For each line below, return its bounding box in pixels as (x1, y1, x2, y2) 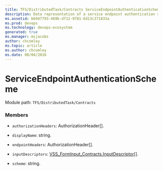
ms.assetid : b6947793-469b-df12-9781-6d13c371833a (5, 16, 110, 21)
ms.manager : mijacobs (5, 34, 49, 39)
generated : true (5, 30, 38, 34)
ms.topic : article (5, 43, 42, 48)
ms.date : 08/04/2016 (5, 52, 47, 57)
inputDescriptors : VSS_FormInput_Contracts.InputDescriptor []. (12, 151, 139, 157)
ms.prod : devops (5, 20, 38, 26)
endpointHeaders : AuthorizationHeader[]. (12, 141, 94, 147)
